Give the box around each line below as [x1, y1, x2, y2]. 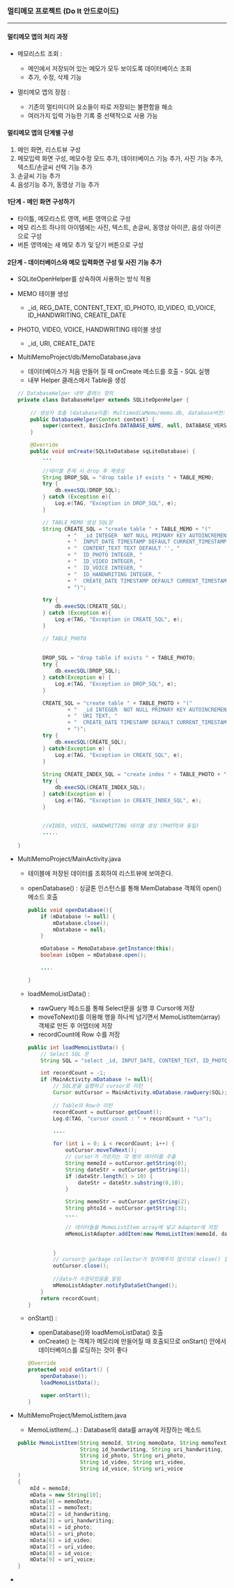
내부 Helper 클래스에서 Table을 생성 [27, 376, 127, 385]
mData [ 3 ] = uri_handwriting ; [30, 1517, 115, 1524]
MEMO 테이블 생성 [17, 290, 69, 298]
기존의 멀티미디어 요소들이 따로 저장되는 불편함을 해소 [27, 103, 173, 111]
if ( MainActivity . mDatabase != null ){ [40, 1076, 153, 1083]
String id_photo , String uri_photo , [79, 1453, 187, 1460]
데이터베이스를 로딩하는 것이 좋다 [38, 1346, 128, 1354]
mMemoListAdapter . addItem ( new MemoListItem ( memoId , [65, 1230, 219, 1237]
